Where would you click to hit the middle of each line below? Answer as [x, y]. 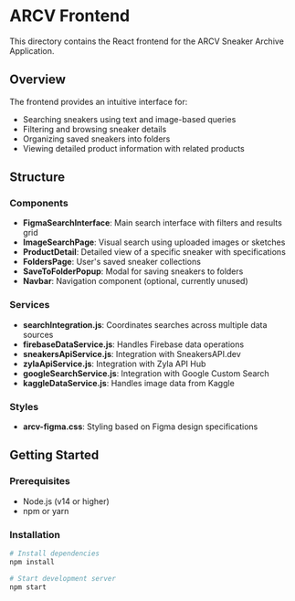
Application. [32, 50]
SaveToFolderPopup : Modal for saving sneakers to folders [133, 271]
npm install [32, 562]
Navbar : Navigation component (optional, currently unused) [135, 281]
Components [39, 204]
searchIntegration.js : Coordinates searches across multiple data [145, 324]
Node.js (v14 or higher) [66, 501]
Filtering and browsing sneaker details [95, 129]
